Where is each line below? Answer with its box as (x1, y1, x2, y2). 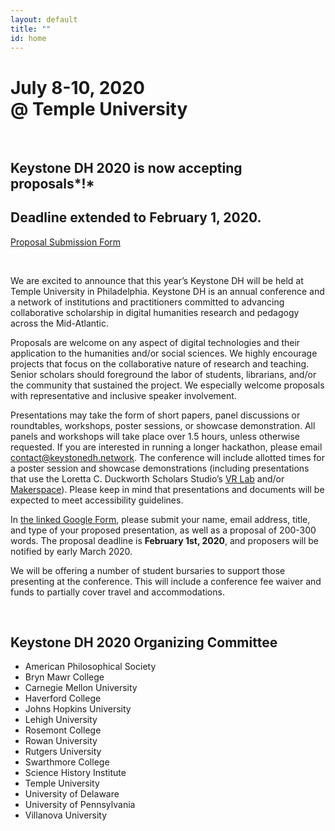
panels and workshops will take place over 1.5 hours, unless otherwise (10, 430, 301, 442)
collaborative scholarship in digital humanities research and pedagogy (10, 306, 300, 318)
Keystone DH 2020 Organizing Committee (10, 634, 278, 651)
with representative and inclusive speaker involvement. (10, 389, 237, 401)
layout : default (10, 14, 78, 25)
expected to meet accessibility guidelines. (10, 494, 184, 506)
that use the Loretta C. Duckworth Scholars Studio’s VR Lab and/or (10, 472, 285, 485)
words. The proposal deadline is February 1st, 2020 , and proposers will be (10, 534, 320, 546)
